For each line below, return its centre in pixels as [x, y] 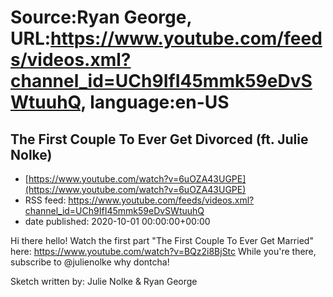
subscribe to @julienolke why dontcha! [90, 262]
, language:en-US [155, 102]
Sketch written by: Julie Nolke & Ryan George [104, 281]
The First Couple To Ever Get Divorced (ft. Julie [159, 139]
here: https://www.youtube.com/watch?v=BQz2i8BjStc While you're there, [163, 251]
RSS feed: [45, 200]
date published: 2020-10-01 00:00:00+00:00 [117, 221]
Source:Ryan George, [101, 17]
